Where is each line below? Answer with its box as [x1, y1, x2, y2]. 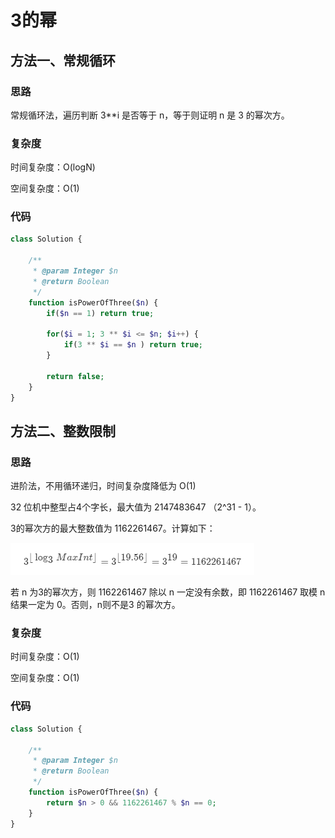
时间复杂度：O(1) [10, 651, 80, 663]
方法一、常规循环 [10, 52, 116, 69]
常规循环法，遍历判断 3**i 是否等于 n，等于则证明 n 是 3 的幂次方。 [10, 109, 290, 121]
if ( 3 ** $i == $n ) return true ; [63, 340, 203, 350]
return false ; [46, 371, 105, 381]
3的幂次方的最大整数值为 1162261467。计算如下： [10, 522, 216, 535]
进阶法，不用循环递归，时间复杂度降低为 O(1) [10, 480, 197, 492]
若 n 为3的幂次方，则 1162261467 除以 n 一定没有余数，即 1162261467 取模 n [10, 586, 326, 598]
